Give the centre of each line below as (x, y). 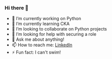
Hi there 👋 (17, 8)
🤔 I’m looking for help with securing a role (54, 34)
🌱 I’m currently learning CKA (41, 24)
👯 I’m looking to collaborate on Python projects (59, 29)
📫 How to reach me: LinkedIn (42, 45)
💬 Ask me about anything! (38, 39)
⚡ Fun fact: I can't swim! (36, 52)
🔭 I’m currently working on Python (46, 19)
